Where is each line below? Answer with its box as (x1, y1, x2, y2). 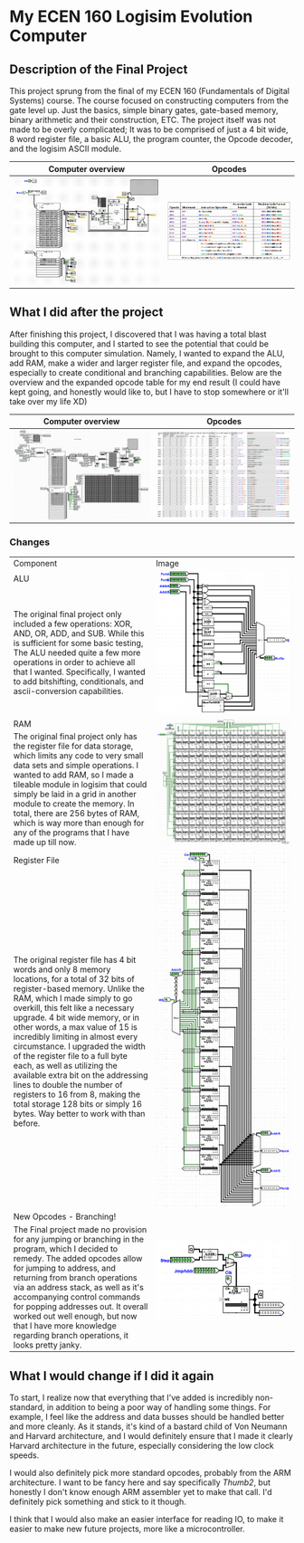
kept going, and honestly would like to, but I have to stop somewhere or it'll (9, 386, 290, 397)
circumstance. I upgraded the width (13, 1041, 147, 1052)
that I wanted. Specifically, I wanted (13, 666, 147, 677)
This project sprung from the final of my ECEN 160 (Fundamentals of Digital (9, 86, 290, 96)
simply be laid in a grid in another (13, 788, 138, 799)
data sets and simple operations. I (13, 759, 138, 770)
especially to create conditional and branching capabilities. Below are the (9, 367, 282, 377)
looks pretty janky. (13, 1339, 82, 1350)
